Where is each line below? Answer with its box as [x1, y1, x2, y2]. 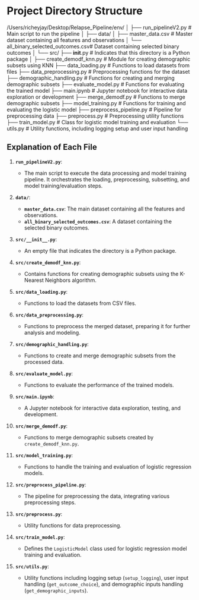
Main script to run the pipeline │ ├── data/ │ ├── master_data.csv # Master [7, 30, 193, 37]
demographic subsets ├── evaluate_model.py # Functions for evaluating [7, 80, 185, 87]
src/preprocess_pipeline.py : [15, 480, 86, 488]
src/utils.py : [15, 563, 49, 570]
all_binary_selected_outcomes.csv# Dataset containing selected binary [7, 43, 179, 50]
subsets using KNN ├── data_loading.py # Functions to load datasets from [7, 61, 190, 69]
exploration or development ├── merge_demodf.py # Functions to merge [7, 93, 185, 100]
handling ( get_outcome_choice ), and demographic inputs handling [24, 580, 184, 588]
